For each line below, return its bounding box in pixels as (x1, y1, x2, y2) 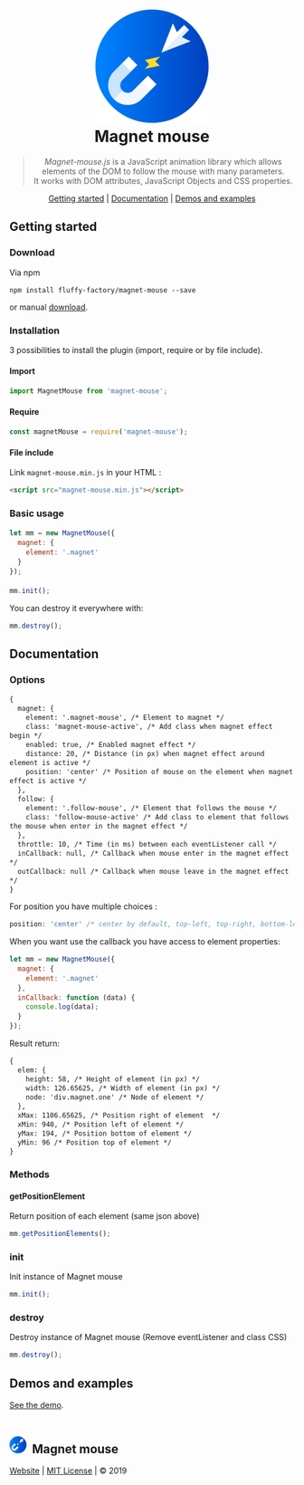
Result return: (9, 1038, 61, 1049)
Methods (9, 1168, 50, 1181)
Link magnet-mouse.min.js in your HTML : (9, 467, 162, 478)
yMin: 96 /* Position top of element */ (17, 1138, 172, 1147)
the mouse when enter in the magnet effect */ (9, 822, 188, 831)
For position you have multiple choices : (9, 901, 158, 912)
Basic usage (9, 507, 65, 520)
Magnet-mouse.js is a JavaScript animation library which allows (44, 156, 282, 167)
